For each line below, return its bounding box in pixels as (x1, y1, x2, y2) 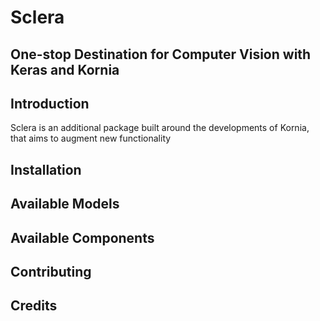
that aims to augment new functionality (10, 132, 172, 145)
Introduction (10, 95, 90, 112)
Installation (10, 161, 82, 178)
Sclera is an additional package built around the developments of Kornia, (10, 122, 310, 134)
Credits (10, 297, 58, 315)
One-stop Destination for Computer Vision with (10, 46, 312, 63)
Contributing (10, 263, 92, 280)
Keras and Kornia (10, 61, 120, 78)
